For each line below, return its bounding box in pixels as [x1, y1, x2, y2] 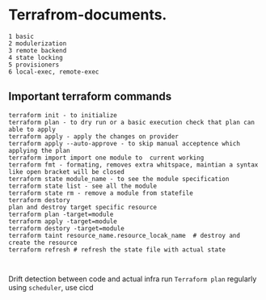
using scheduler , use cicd [8, 282, 94, 292]
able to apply [8, 125, 57, 133]
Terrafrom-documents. [8, 6, 167, 24]
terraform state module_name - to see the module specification [8, 175, 230, 183]
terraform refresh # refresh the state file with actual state [8, 245, 226, 254]
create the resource [8, 239, 78, 247]
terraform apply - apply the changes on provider [8, 132, 179, 141]
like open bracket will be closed [8, 167, 125, 175]
